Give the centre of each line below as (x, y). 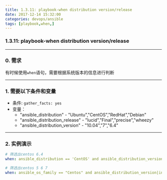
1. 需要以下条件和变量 (31, 91)
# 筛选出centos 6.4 (24, 155)
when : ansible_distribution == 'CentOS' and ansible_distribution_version (84, 159)
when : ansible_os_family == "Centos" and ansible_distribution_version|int (85, 173)
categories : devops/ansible (34, 19)
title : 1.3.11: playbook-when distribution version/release (69, 10)
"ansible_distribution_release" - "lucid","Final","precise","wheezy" (87, 120)
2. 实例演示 (18, 144)
